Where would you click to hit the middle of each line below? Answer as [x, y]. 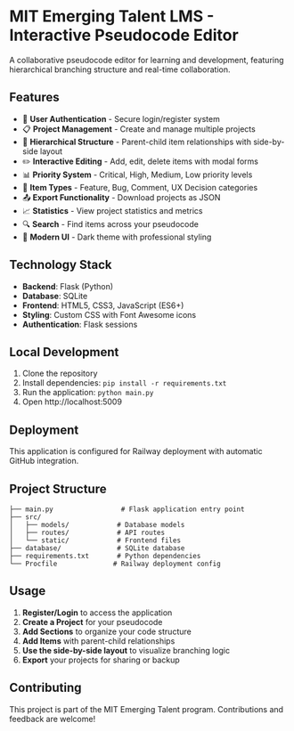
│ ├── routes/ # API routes [87, 532]
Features [34, 97]
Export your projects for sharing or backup [101, 660]
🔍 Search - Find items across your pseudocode [110, 223]
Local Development [64, 352]
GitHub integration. [44, 461]
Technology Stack [61, 265]
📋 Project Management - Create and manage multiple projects [139, 129]
